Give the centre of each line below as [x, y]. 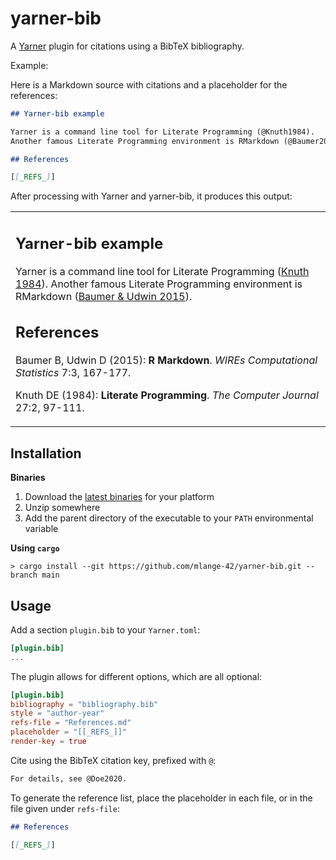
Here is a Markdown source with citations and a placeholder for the [149, 84]
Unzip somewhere [62, 508]
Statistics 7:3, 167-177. [73, 373]
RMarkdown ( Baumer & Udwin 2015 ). [104, 296]
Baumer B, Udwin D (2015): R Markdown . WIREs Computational [166, 360]
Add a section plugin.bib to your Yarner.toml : [105, 629]
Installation [46, 453]
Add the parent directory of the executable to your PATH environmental [169, 518]
